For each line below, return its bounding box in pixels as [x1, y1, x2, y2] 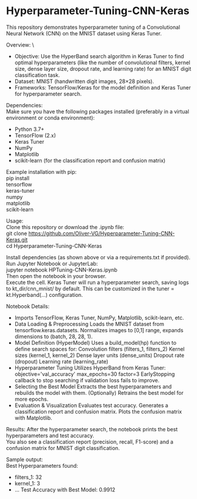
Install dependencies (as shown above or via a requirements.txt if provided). [6, 253, 191, 260]
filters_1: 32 [14, 473, 42, 481]
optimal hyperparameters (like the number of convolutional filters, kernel [14, 59, 191, 66]
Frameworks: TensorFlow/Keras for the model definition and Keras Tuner [14, 84, 191, 91]
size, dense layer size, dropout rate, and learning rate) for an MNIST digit [14, 65, 192, 72]
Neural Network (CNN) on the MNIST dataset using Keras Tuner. [6, 29, 162, 37]
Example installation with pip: [6, 168, 77, 175]
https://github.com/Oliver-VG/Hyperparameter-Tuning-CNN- [28, 230, 175, 237]
